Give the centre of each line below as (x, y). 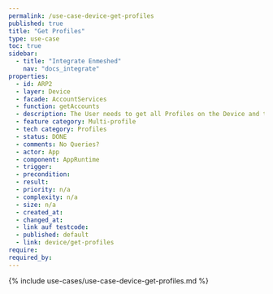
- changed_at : (39, 220)
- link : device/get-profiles (65, 243)
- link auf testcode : (52, 227)
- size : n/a (36, 205)
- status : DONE (41, 136)
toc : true (25, 46)
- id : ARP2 (34, 84)
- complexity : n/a (47, 197)
